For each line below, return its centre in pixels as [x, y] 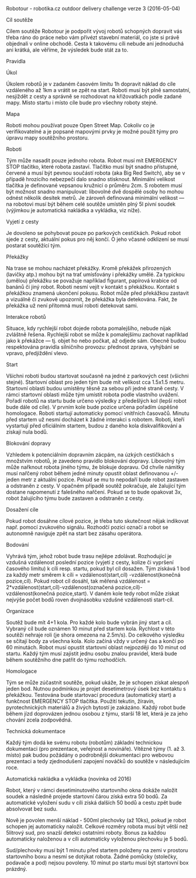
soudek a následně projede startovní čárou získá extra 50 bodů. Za [87, 796]
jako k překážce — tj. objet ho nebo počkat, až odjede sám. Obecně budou [96, 341]
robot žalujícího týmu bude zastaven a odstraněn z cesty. [75, 498]
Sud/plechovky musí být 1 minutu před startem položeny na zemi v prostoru [97, 850]
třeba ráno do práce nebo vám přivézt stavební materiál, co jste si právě [93, 37]
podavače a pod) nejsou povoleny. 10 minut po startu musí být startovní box [97, 863]
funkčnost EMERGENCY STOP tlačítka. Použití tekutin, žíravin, [80, 701]
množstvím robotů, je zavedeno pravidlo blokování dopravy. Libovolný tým [96, 461]
